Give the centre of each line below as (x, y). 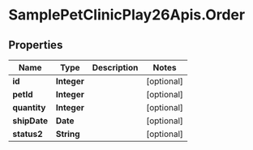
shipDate (30, 121)
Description (115, 68)
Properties (36, 45)
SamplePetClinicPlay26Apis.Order (127, 15)
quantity (29, 107)
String (68, 134)
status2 (28, 134)
